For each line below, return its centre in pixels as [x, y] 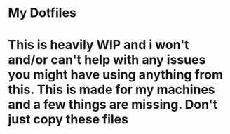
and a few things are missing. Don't [113, 105]
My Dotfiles [42, 13]
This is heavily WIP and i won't [99, 45]
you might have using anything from [116, 75]
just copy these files [68, 120]
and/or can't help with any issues [107, 60]
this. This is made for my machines [112, 90]
